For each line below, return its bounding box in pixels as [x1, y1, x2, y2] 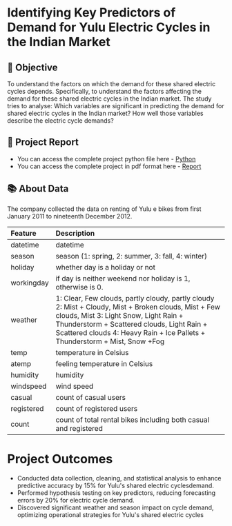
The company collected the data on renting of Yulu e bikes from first [7, 205, 202, 213]
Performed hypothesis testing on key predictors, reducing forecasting [17, 488, 216, 497]
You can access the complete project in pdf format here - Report [17, 162, 202, 170]
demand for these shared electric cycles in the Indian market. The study [7, 94, 212, 103]
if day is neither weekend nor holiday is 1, [55, 274, 191, 283]
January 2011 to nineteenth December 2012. [7, 212, 133, 220]
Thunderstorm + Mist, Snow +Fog [55, 336, 164, 346]
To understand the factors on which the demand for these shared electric [7, 80, 216, 88]
